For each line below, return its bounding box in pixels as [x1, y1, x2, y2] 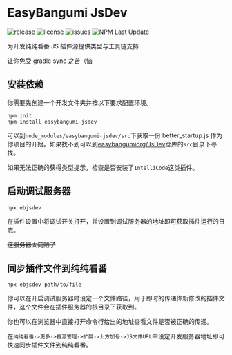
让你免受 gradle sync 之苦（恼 [7, 57, 93, 65]
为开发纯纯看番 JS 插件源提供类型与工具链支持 [7, 41, 139, 50]
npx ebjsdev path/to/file [7, 281, 81, 288]
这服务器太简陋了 [7, 240, 56, 249]
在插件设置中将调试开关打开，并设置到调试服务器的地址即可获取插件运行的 [7, 217, 219, 225]
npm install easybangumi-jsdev [7, 118, 97, 125]
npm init [7, 112, 32, 119]
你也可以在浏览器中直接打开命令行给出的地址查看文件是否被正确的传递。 [7, 318, 213, 326]
